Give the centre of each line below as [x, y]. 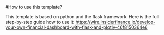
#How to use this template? [34, 7]
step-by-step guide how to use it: [40, 22]
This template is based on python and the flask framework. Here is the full [82, 17]
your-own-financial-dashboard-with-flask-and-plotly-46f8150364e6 [76, 27]
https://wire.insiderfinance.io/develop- [116, 22]
